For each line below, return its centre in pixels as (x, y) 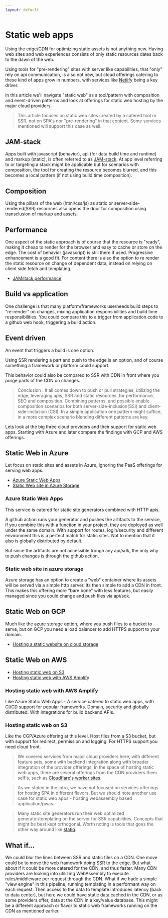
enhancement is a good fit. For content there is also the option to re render (82, 258)
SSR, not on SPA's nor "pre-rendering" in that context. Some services (89, 121)
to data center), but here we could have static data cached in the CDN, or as (84, 895)
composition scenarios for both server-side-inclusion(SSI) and (82, 406)
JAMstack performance (37, 278)
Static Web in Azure (37, 453)
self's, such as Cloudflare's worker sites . (59, 778)
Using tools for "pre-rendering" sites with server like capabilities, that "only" (84, 69)
